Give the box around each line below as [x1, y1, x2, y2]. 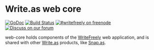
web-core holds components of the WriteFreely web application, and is [5, 34, 149, 40]
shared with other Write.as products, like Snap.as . [5, 39, 106, 45]
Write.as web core [5, 3, 82, 15]
